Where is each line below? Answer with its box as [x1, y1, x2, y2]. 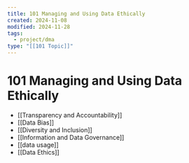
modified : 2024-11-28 [7, 23, 71, 30]
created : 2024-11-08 [7, 17, 68, 24]
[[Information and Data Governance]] [17, 133, 125, 141]
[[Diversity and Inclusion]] [17, 125, 92, 134]
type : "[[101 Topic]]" [7, 43, 73, 50]
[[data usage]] [17, 141, 59, 149]
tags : [7, 29, 23, 37]
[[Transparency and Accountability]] [17, 111, 122, 119]
